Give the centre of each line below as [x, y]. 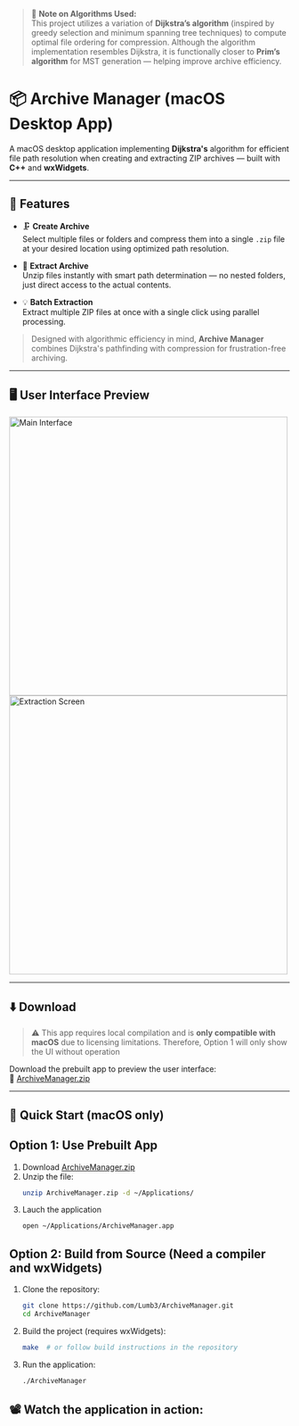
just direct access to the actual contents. [97, 285]
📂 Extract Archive [55, 265]
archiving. [49, 358]
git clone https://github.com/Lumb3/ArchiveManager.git [128, 1306]
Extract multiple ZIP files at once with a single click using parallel [141, 311]
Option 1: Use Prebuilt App [84, 1145]
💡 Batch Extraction [57, 302]
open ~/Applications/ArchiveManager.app [98, 1226]
